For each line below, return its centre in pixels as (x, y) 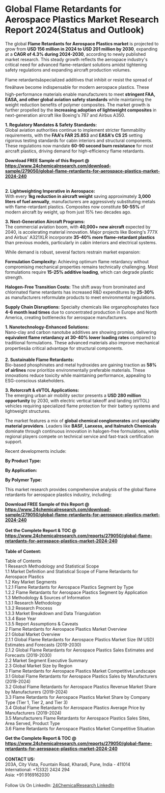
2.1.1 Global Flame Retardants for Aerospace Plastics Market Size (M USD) (80, 639)
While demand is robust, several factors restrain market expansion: (73, 252)
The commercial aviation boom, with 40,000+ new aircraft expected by (78, 227)
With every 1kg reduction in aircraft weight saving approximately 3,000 (78, 196)
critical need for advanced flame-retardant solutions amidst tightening (76, 65)
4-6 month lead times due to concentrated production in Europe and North (81, 312)
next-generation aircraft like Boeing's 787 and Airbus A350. (65, 115)
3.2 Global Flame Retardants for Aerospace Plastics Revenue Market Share (81, 686)
